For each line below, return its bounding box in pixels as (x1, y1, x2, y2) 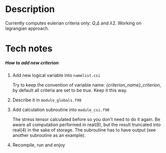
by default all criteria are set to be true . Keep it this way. (12, 87, 127, 93)
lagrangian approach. (5, 25, 49, 31)
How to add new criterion (5, 59, 59, 65)
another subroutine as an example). (12, 132, 86, 138)
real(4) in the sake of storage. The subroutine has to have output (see (12, 127, 156, 133)
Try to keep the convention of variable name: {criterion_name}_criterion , (12, 82, 161, 88)
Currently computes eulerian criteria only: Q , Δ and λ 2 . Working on (5, 20, 141, 26)
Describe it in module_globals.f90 (12, 97, 81, 103)
